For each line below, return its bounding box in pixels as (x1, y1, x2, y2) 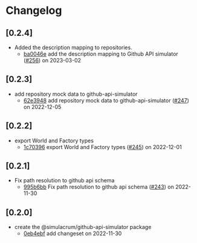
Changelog (5, 4, 62, 18)
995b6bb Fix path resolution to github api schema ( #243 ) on (23, 183, 175, 191)
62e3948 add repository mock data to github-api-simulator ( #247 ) (23, 96, 190, 104)
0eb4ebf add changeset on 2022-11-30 (23, 230, 122, 237)
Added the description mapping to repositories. (14, 44, 132, 51)
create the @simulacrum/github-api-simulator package (14, 224, 152, 231)
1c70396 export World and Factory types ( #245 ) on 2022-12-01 (23, 143, 182, 150)
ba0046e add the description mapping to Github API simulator (23, 50, 179, 58)
